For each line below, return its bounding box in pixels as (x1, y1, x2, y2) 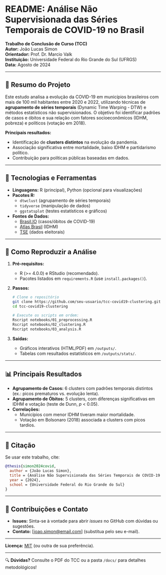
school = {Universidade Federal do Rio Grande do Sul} (9, 482, 125, 487)
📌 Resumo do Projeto (5, 80, 71, 89)
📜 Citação (5, 441, 36, 450)
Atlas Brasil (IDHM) (19, 224, 58, 230)
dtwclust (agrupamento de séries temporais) (19, 197, 111, 203)
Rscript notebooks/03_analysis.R (12, 327, 82, 332)
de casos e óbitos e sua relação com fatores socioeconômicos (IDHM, (5, 115, 148, 120)
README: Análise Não (5, 3, 98, 15)
